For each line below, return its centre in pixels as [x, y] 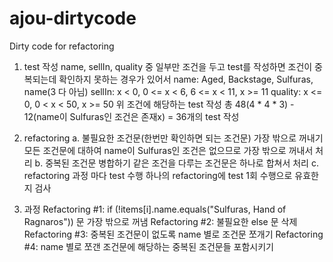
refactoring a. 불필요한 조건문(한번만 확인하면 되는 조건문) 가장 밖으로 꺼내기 [173, 138]
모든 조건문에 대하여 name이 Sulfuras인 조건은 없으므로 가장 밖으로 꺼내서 [168, 150]
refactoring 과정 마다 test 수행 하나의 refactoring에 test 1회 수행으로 [158, 175]
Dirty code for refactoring [62, 46]
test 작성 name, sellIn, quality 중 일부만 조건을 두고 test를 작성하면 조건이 [168, 66]
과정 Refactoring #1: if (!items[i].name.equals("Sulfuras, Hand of [155, 209]
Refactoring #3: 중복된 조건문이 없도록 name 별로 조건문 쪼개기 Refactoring [173, 234]
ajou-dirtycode [73, 18]
